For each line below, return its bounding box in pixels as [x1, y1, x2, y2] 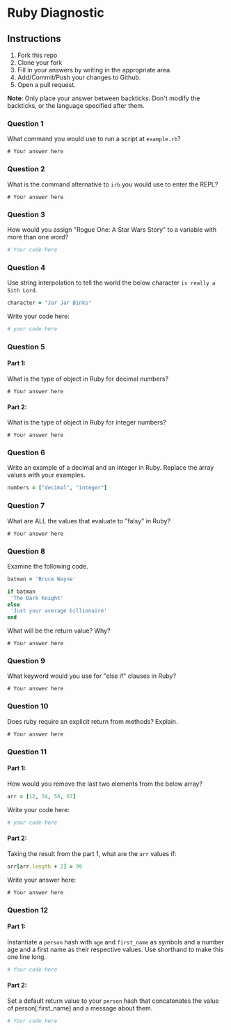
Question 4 [7, 262, 46, 272]
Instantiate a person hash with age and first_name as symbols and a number [7, 937, 224, 946]
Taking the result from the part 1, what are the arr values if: [7, 849, 177, 857]
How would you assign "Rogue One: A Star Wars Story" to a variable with [7, 225, 217, 234]
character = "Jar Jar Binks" [7, 299, 92, 307]
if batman [7, 588, 36, 595]
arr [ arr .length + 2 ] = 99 [7, 863, 82, 870]
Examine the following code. [7, 562, 88, 570]
